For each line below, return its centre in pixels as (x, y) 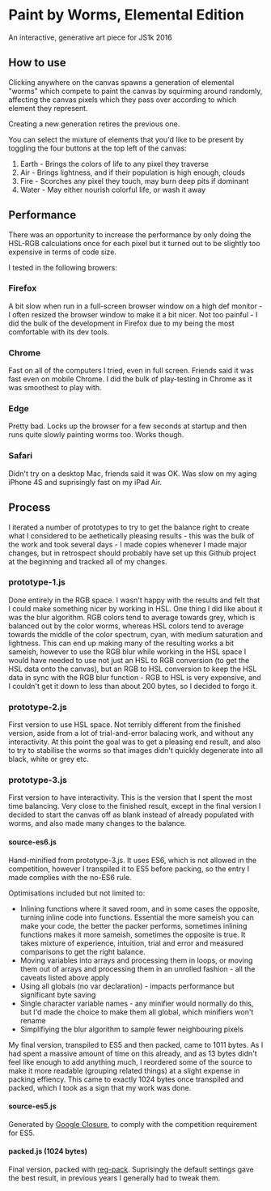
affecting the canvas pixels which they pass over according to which (123, 100)
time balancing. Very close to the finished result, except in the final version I (135, 806)
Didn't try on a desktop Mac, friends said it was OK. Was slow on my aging (133, 473)
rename (33, 1020)
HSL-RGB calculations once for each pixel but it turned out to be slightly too (134, 243)
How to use (37, 63)
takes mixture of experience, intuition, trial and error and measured (132, 943)
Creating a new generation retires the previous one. (94, 124)
